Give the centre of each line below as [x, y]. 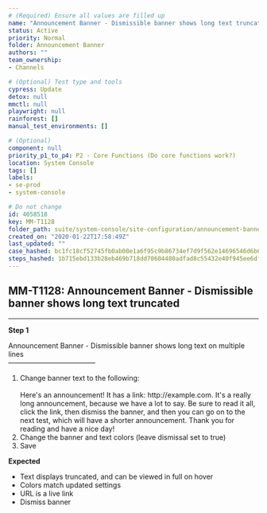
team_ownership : [35, 61]
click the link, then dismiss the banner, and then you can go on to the [133, 412]
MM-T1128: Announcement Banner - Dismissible [131, 291]
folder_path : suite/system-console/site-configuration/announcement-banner [136, 229]
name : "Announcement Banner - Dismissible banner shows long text [120, 23]
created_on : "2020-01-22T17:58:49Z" [69, 237]
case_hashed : [30, 252]
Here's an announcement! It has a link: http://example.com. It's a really [135, 394]
